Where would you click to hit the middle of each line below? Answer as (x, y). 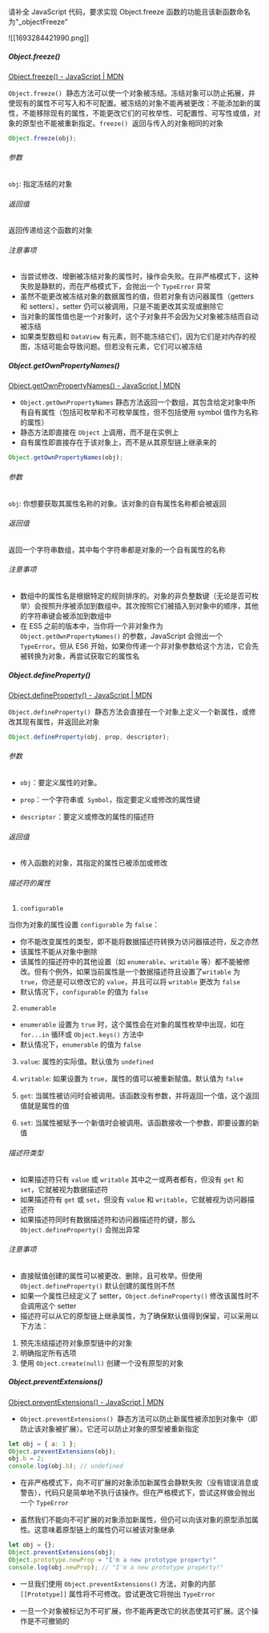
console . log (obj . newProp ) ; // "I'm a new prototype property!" (116, 1567)
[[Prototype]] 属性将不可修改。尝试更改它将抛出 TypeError (118, 1594)
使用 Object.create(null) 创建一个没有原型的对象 (102, 1362)
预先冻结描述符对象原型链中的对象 (76, 1342)
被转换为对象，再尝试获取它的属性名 (80, 656)
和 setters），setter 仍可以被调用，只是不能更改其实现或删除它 (122, 307)
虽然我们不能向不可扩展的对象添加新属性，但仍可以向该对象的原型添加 (136, 1520)
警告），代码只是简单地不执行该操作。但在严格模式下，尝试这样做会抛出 (137, 1493)
